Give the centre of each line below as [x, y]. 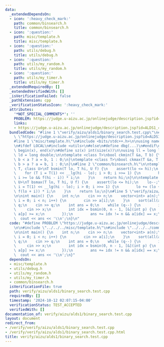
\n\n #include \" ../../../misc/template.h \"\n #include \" [73, 228]
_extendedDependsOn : [30, 14]
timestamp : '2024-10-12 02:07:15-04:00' [51, 300]
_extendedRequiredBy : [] [35, 87]
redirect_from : [20, 323]
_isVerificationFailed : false [40, 96]
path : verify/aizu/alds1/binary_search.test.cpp [60, 291]
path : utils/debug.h [35, 50]
